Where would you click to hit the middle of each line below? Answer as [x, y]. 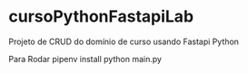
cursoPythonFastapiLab [101, 17]
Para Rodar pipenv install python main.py [85, 59]
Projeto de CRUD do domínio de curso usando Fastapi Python [124, 41]
